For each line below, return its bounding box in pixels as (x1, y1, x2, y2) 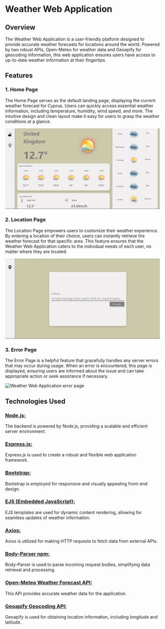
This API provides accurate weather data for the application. (5, 591, 127, 596)
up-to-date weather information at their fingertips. (5, 57, 107, 63)
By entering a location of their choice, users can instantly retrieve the (5, 233, 145, 239)
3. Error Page (5, 346, 37, 353)
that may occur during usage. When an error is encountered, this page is (5, 363, 152, 369)
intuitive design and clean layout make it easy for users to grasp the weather (5, 113, 160, 119)
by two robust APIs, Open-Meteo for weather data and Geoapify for (5, 47, 142, 52)
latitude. (5, 619, 22, 625)
